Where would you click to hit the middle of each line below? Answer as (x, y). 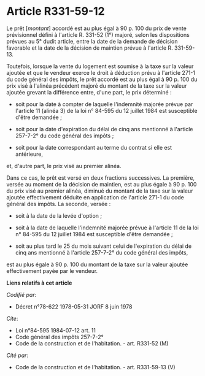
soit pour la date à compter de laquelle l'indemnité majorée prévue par (104, 104)
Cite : (12, 318)
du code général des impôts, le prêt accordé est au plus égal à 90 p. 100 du (102, 79)
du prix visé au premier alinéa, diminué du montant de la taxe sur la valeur (100, 191)
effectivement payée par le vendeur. (52, 270)
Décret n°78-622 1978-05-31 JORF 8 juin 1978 (74, 306)
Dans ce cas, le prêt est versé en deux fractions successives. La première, (101, 178)
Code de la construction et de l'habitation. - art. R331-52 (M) (92, 343)
